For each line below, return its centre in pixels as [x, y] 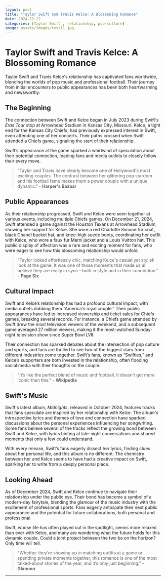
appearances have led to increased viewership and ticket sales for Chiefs [80, 314]
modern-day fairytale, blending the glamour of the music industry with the [81, 502]
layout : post [19, 10]
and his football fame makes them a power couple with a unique [82, 181]
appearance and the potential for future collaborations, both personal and [80, 513]
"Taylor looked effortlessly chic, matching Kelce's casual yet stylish [86, 260]
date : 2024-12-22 [23, 19]
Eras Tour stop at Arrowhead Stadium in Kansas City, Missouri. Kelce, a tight [83, 125]
